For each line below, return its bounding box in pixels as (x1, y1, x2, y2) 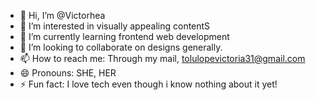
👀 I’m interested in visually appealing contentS (19, 20, 211, 32)
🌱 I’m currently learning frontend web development (19, 31, 230, 42)
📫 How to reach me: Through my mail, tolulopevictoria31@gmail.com (19, 53, 306, 64)
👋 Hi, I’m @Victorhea (19, 10, 106, 21)
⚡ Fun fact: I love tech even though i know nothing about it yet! (19, 78, 278, 90)
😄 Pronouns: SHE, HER (19, 67, 117, 79)
